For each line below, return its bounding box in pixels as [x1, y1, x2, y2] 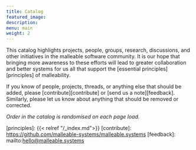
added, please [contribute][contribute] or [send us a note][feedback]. [6, 89, 175, 96]
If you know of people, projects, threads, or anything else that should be [6, 83, 182, 90]
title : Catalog [6, 8, 44, 15]
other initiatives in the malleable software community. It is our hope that [6, 53, 180, 60]
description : [6, 19, 38, 25]
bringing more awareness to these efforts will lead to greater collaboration [6, 59, 187, 66]
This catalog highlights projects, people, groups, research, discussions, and [6, 46, 191, 54]
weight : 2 [6, 31, 31, 36]
